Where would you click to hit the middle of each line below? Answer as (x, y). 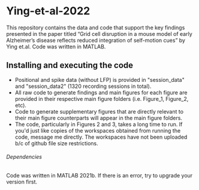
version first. (22, 182)
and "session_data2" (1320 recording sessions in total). (83, 86)
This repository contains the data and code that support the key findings (96, 27)
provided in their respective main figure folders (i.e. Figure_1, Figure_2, (102, 99)
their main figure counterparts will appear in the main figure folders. (99, 118)
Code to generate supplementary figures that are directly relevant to (99, 111)
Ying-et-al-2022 (48, 11)
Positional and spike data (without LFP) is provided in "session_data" (99, 79)
